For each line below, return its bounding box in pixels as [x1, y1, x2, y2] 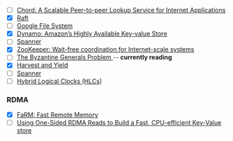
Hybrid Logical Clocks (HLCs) [16, 77, 103, 85]
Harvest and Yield [16, 61, 68, 69]
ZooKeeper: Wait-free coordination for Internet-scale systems [16, 45, 195, 54]
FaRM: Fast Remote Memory [16, 110, 98, 119]
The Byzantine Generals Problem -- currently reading [16, 53, 172, 61]
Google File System [16, 22, 73, 30]
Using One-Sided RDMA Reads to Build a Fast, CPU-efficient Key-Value [16, 118, 222, 126]
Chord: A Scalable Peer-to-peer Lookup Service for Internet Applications [16, 6, 226, 14]
